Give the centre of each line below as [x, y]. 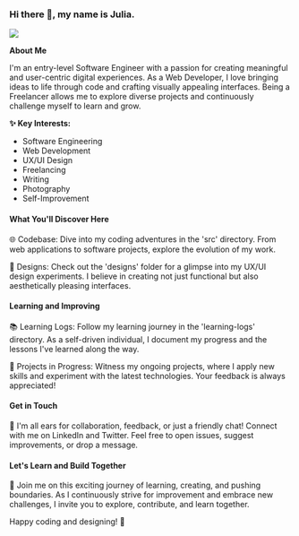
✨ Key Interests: [40, 124]
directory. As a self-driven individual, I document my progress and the [138, 339]
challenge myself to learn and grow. [75, 106]
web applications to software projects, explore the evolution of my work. [142, 249]
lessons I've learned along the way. [74, 349]
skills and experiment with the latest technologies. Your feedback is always [148, 376]
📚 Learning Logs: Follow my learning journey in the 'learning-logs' [132, 326]
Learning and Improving [55, 306]
